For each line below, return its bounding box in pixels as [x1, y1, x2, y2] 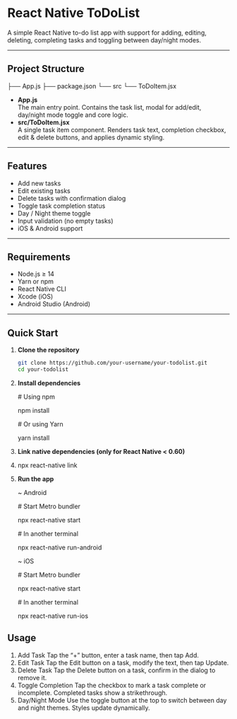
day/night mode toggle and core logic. [17, 110, 128, 119]
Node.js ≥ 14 [17, 270, 55, 279]
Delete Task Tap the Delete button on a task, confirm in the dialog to [17, 666, 216, 674]
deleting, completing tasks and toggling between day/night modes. [7, 35, 202, 44]
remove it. [17, 673, 47, 682]
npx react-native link [17, 461, 78, 469]
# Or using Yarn [17, 419, 63, 428]
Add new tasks [17, 179, 61, 187]
